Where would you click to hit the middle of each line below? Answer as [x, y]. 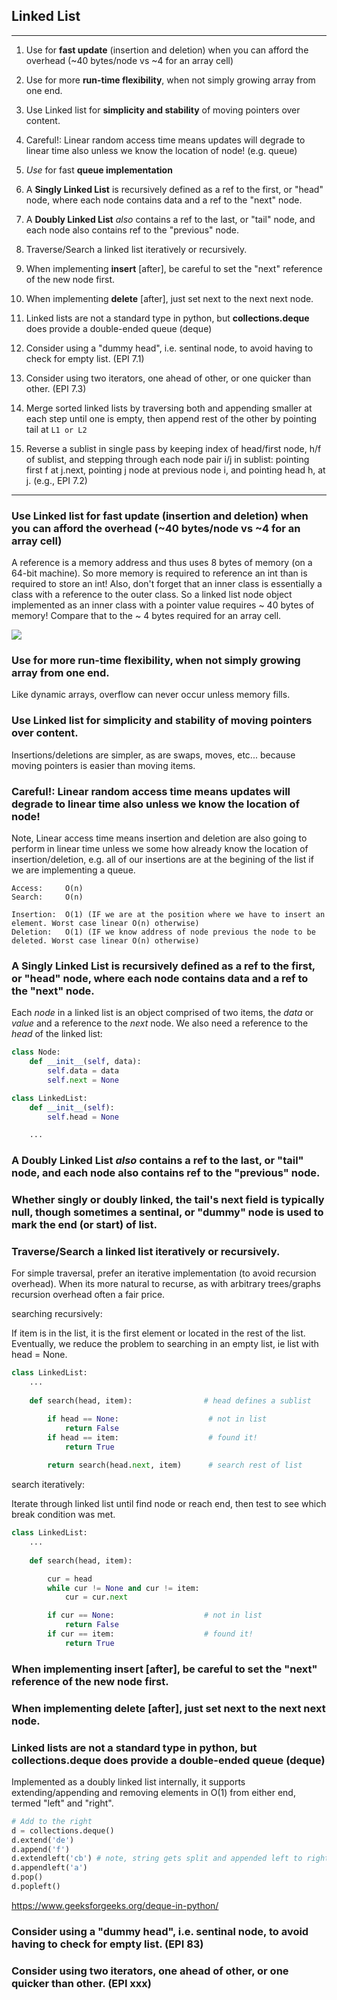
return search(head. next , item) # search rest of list [175, 1465]
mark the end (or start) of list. [84, 1225]
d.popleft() [36, 1887]
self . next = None [83, 1080]
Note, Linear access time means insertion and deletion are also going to [159, 838]
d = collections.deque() [63, 1830]
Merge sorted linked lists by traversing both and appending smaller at [169, 408]
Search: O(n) [47, 897]
